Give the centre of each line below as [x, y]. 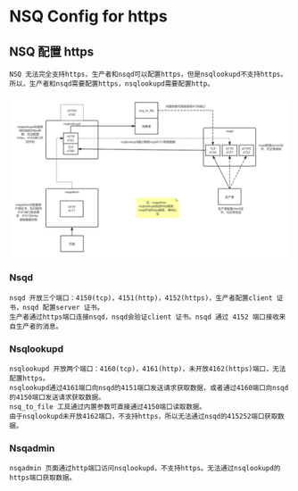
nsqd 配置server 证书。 [63, 307]
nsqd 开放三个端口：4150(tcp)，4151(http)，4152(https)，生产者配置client [141, 298]
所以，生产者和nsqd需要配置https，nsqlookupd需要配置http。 [112, 84]
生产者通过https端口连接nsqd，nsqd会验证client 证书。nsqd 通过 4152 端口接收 [144, 317]
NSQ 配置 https [52, 51]
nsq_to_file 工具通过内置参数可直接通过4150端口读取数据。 [108, 407]
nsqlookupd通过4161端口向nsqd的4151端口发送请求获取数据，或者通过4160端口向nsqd [149, 387]
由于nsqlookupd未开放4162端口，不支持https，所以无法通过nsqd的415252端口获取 [144, 416]
